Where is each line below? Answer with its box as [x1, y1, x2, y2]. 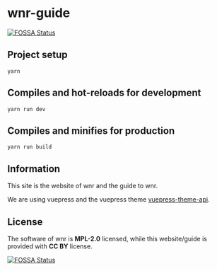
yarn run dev [7, 105, 46, 113]
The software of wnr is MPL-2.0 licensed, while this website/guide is [7, 235, 207, 243]
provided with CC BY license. [7, 242, 93, 250]
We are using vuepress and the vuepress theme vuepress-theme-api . [7, 195, 210, 204]
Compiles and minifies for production [7, 125, 175, 137]
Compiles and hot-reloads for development [7, 87, 201, 99]
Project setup [7, 49, 69, 61]
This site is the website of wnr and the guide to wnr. [7, 182, 158, 190]
